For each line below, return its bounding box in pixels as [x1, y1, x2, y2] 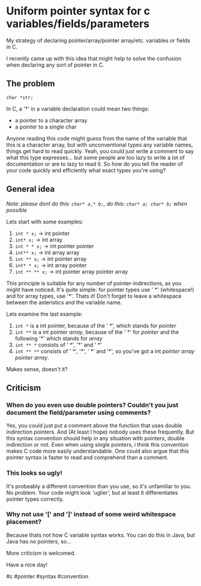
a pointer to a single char [14, 123, 77, 130]
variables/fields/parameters [6, 17, 150, 31]
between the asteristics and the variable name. [6, 298, 122, 306]
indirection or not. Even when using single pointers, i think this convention [6, 441, 189, 449]
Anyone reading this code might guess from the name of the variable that [6, 134, 187, 142]
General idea [6, 184, 55, 195]
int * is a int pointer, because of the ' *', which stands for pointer [14, 322, 177, 329]
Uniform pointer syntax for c [6, 4, 151, 18]
